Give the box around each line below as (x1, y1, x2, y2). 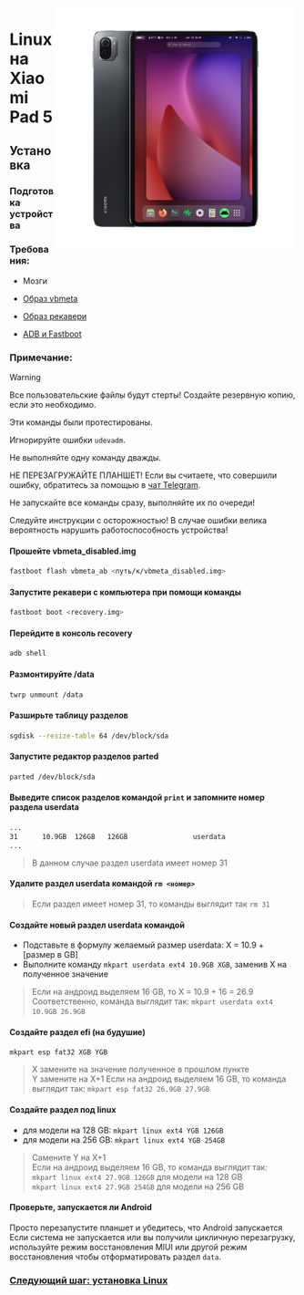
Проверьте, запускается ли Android (9, 1202, 152, 1213)
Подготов (9, 184, 55, 197)
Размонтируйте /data (9, 668, 95, 679)
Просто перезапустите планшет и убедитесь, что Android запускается (9, 1222, 283, 1233)
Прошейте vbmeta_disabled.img (9, 545, 137, 556)
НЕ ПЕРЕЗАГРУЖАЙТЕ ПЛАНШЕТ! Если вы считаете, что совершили (9, 470, 278, 481)
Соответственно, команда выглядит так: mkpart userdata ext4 (31, 996, 273, 1007)
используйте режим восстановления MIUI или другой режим (9, 1241, 248, 1252)
